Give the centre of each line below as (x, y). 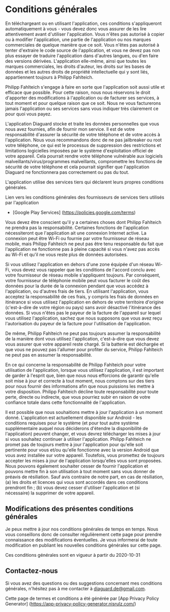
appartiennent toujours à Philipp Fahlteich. (49, 77)
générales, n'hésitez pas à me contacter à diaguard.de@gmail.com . (76, 588)
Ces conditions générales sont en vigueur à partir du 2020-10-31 (73, 555)
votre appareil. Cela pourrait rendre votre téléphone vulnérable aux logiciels (84, 156)
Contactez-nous (32, 571)
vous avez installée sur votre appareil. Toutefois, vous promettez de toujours (85, 455)
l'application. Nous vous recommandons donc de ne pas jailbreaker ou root (83, 140)
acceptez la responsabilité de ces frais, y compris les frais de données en (82, 296)
